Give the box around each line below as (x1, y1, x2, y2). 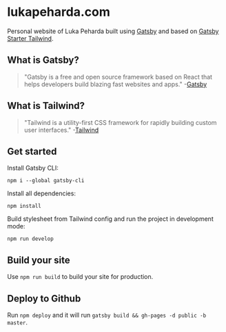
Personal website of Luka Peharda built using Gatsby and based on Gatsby (7, 27, 219, 35)
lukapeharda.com (7, 4, 110, 20)
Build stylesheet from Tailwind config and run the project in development (7, 215, 214, 223)
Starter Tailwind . (7, 34, 54, 42)
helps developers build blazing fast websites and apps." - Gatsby (23, 80, 207, 88)
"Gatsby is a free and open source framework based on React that (23, 72, 212, 81)
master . (7, 318, 28, 326)
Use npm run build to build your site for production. (7, 273, 154, 281)
